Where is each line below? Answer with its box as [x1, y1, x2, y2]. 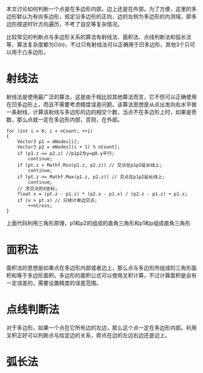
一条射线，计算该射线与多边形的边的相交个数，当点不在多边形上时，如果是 [6, 108, 192, 115]
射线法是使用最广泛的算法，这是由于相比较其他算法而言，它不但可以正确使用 [6, 93, 197, 100]
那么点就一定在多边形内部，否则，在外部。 [16, 116, 123, 123]
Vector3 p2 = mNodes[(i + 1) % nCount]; [17, 144, 120, 150]
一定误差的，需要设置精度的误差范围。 [6, 279, 101, 286]
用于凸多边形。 [11, 49, 49, 56]
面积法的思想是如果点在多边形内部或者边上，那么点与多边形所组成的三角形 [6, 264, 192, 271]
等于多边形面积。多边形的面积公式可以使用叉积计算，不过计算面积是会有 [16, 272, 197, 279]
